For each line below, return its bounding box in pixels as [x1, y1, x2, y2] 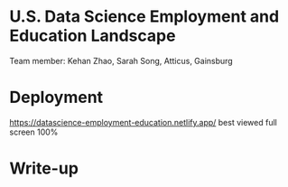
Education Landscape [9, 25, 176, 46]
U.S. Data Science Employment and [9, 6, 280, 27]
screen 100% [9, 126, 59, 137]
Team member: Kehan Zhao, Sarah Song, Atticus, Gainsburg [9, 55, 233, 66]
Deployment [9, 88, 104, 108]
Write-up [9, 158, 79, 179]
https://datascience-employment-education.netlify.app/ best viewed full [9, 117, 277, 127]
